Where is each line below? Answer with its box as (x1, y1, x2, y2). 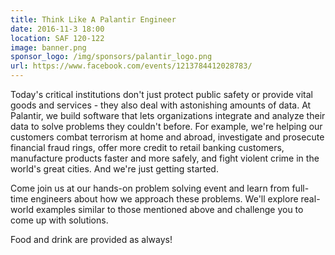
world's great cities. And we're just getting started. (10, 163, 219, 175)
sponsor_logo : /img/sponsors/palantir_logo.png (10, 52, 213, 62)
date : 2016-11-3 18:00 (10, 24, 105, 34)
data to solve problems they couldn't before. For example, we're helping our (10, 121, 323, 132)
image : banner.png (10, 42, 87, 53)
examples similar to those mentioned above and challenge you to (35, 204, 304, 215)
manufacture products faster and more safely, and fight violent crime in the (10, 152, 320, 164)
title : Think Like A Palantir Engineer (10, 14, 177, 25)
